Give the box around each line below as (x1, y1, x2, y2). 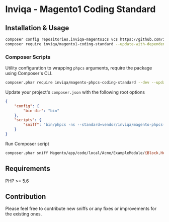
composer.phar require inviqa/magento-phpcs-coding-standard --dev (5, 80, 150, 85)
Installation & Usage (5, 24, 69, 32)
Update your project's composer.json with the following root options (5, 89, 145, 95)
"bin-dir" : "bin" (23, 108, 59, 113)
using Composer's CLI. (5, 70, 53, 77)
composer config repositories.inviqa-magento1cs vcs (5, 37, 118, 42)
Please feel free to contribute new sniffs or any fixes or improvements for (5, 205, 157, 212)
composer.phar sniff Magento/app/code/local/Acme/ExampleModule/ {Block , (5, 150, 161, 156)
